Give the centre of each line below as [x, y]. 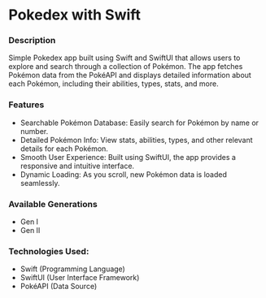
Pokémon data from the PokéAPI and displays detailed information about [130, 76]
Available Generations [53, 204]
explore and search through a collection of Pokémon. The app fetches [126, 67]
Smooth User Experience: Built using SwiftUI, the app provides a [128, 157]
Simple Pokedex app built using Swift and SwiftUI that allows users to [124, 58]
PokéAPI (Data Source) [59, 287]
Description [32, 41]
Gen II [30, 231]
